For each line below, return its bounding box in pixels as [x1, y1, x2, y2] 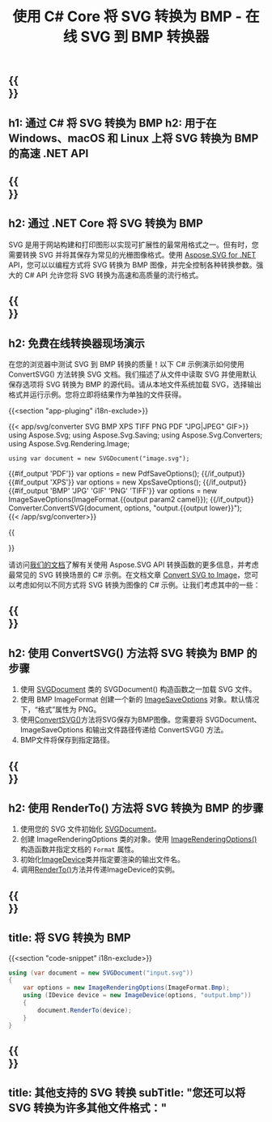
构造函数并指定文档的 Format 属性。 [19, 844, 139, 855]
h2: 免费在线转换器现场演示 [8, 336, 146, 350]
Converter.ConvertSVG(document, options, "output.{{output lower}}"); [8, 503, 243, 513]
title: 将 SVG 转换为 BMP [8, 931, 131, 945]
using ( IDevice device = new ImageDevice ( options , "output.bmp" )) [23, 992, 252, 1000]
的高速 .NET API [8, 147, 89, 160]
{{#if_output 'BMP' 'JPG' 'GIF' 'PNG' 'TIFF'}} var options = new [8, 485, 217, 495]
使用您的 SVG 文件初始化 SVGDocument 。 [19, 824, 161, 834]
